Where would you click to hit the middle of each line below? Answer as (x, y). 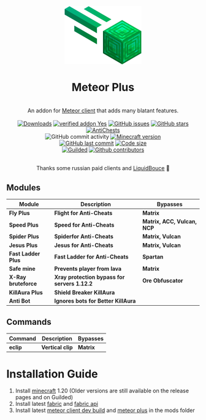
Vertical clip (57, 347)
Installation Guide (52, 374)
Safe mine (22, 269)
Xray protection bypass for (90, 277)
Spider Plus (24, 236)
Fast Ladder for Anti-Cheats (91, 257)
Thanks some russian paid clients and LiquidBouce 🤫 (103, 168)
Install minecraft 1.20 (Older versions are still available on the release (102, 391)
